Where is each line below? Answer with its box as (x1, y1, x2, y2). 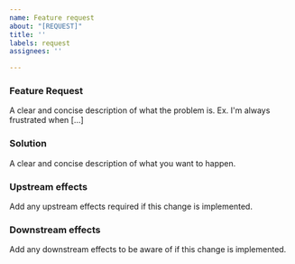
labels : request (9, 38, 70, 48)
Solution (9, 137, 48, 150)
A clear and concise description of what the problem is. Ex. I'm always (9, 105, 271, 116)
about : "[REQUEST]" (9, 22, 83, 31)
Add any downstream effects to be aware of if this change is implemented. (9, 244, 287, 255)
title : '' (9, 30, 47, 39)
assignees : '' (9, 47, 63, 56)
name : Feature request (9, 13, 95, 23)
